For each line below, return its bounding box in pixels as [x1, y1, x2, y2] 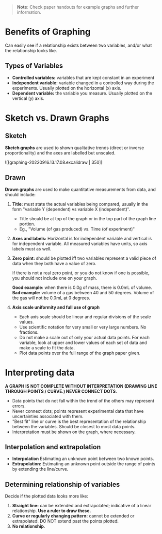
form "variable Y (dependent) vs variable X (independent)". [12, 206, 130, 212]
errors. [12, 403, 26, 409]
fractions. [19, 329, 39, 335]
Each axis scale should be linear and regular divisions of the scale [19, 314, 151, 320]
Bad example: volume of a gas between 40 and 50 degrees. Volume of [12, 289, 154, 295]
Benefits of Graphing [5, 26, 91, 38]
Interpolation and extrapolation [5, 443, 101, 451]
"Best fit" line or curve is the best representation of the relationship [12, 419, 146, 424]
